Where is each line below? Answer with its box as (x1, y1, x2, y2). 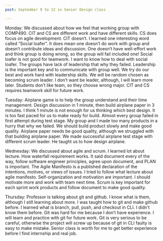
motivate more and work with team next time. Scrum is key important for (5, 179, 150, 185)
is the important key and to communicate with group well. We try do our (5, 67, 149, 72)
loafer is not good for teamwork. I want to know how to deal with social (5, 56, 148, 62)
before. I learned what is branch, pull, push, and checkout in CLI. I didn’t (5, 204, 150, 210)
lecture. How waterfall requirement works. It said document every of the (5, 153, 150, 159)
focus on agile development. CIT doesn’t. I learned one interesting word (5, 35, 149, 41)
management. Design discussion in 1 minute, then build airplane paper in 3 (5, 102, 155, 108)
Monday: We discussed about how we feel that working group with (5, 25, 140, 31)
